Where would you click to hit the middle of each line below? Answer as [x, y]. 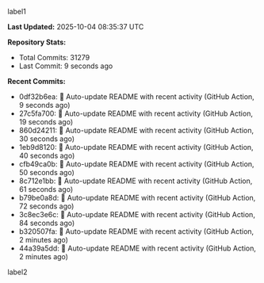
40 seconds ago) [47, 155]
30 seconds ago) [47, 139]
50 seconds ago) [46, 172]
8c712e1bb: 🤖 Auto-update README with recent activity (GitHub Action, [136, 181]
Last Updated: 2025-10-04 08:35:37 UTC [76, 27]
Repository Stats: [37, 42]
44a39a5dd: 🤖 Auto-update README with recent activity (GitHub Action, [138, 248]
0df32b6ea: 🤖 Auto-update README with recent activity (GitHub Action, [136, 97]
